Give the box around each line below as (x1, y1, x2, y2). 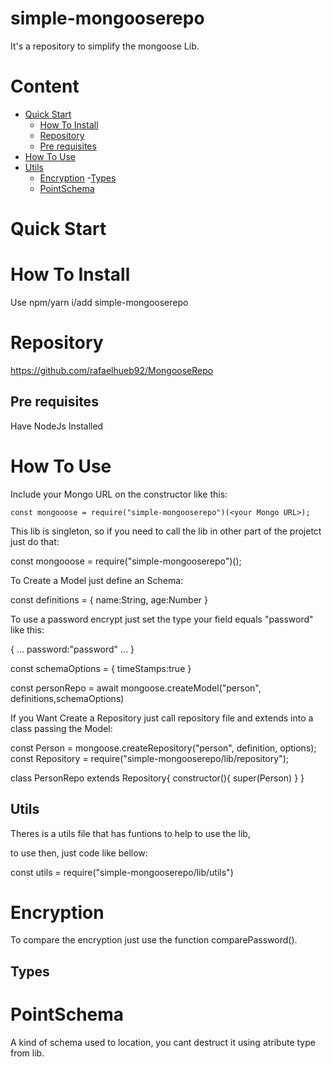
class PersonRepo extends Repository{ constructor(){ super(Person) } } (10, 772, 305, 784)
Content (10, 75, 80, 98)
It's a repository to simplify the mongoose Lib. (10, 40, 200, 52)
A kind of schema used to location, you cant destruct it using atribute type (10, 1036, 316, 1048)
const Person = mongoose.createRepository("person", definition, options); (10, 742, 317, 754)
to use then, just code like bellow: (10, 847, 148, 859)
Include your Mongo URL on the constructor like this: (10, 488, 228, 500)
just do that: (10, 535, 60, 547)
